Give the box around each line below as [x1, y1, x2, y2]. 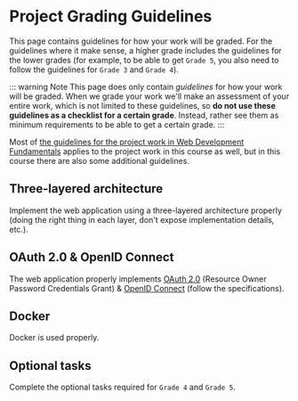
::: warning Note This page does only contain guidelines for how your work [9, 81, 283, 92]
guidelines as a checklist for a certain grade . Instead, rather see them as [9, 110, 279, 120]
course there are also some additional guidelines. [9, 155, 189, 166]
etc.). [9, 224, 28, 234]
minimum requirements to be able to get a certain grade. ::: [9, 119, 225, 130]
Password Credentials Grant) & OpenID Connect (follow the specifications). [9, 282, 285, 293]
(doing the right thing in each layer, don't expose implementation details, [9, 214, 275, 225]
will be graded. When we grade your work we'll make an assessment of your [9, 91, 290, 102]
